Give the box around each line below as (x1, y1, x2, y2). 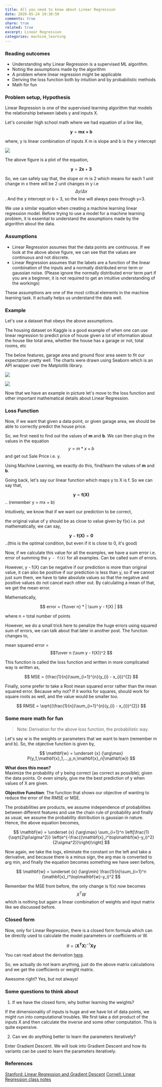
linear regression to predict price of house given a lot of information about (5, 333, 152, 338)
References (5, 1060, 33, 1067)
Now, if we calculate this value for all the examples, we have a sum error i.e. (5, 550, 156, 556)
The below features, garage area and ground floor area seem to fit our (5, 352, 145, 358)
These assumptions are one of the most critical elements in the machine (5, 289, 149, 295)
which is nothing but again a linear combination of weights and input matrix (5, 899, 155, 905)
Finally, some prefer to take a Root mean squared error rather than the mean (5, 683, 157, 689)
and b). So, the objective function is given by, (5, 741, 95, 747)
